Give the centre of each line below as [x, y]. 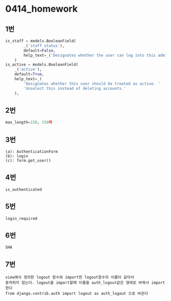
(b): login [17, 156]
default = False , [40, 51]
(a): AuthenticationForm [32, 152]
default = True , [29, 74]
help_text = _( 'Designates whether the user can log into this [90, 55]
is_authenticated [24, 189]
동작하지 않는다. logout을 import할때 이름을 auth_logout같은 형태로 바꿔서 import [85, 283]
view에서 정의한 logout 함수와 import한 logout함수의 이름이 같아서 [70, 278]
